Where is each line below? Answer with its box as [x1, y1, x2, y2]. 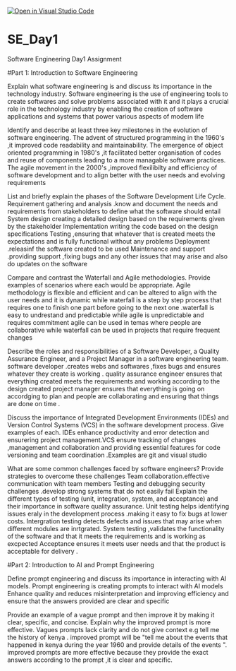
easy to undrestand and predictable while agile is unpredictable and [7, 311, 204, 319]
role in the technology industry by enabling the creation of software [7, 105, 203, 113]
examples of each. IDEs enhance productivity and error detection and [7, 428, 209, 437]
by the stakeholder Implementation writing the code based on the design [7, 222, 218, 230]
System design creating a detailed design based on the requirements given [7, 214, 225, 222]
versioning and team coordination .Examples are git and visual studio [7, 451, 208, 459]
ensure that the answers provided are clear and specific [7, 597, 170, 605]
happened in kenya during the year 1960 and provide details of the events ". [7, 640, 228, 649]
